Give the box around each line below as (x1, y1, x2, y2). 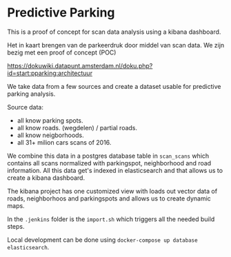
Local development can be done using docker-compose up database (7, 236, 198, 244)
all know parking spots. (17, 116, 84, 125)
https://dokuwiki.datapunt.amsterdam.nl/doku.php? (7, 61, 153, 70)
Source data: (7, 103, 43, 111)
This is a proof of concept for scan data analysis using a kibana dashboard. (7, 28, 221, 36)
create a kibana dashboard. (7, 174, 85, 182)
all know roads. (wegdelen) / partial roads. (17, 123, 138, 132)
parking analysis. (7, 90, 56, 98)
